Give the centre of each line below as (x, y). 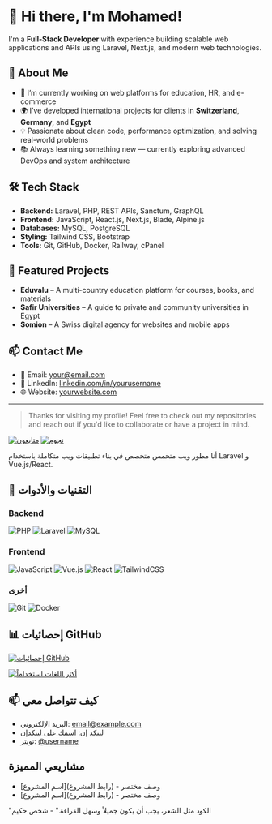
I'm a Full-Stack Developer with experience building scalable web (119, 39)
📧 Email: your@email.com (63, 375)
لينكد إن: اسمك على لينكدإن (62, 732)
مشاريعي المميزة (47, 767)
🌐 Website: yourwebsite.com (68, 392)
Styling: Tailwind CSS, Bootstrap (75, 236)
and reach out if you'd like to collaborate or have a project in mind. (139, 424)
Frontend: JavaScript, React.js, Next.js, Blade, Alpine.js (112, 219)
